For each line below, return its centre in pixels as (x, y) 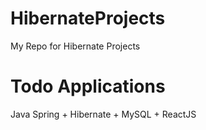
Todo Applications (88, 86)
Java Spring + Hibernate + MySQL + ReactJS (103, 114)
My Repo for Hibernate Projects (75, 46)
